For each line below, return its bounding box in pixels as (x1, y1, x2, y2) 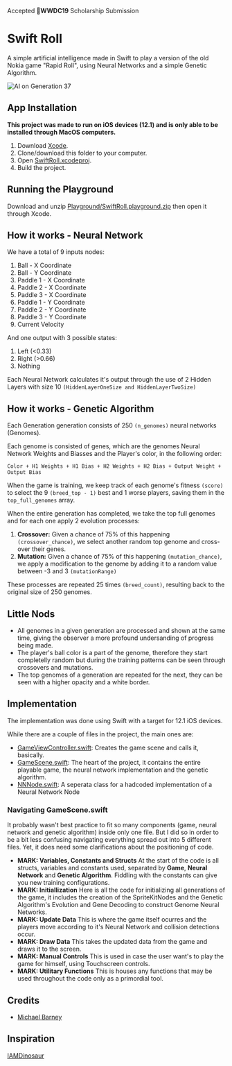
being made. (17, 641, 53, 649)
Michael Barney (17, 1013, 62, 1021)
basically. (17, 750, 45, 759)
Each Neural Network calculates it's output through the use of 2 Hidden (7, 375, 211, 384)
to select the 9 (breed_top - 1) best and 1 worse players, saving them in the (7, 489, 225, 497)
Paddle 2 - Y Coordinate (17, 305, 87, 314)
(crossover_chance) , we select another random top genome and (17, 538, 200, 546)
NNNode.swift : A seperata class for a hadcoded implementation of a (17, 780, 213, 788)
